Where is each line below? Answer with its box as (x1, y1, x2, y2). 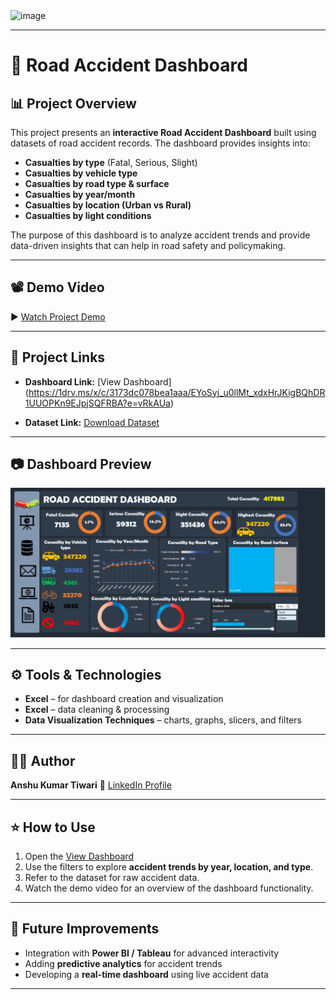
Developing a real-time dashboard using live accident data (24, 968, 269, 980)
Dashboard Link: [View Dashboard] (24, 375, 172, 388)
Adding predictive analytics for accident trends (24, 957, 223, 969)
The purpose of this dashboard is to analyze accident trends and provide (10, 229, 311, 241)
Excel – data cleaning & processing (24, 704, 170, 716)
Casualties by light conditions (24, 210, 152, 221)
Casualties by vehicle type (24, 167, 138, 179)
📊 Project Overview (10, 95, 137, 112)
